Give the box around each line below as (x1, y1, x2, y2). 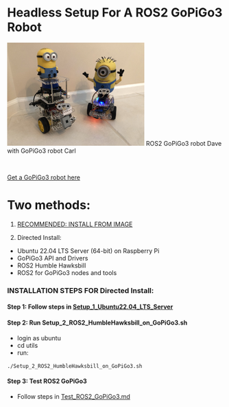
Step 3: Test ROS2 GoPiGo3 (7, 377, 87, 386)
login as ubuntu (16, 333, 62, 342)
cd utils (16, 341, 38, 349)
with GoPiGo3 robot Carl (7, 146, 77, 155)
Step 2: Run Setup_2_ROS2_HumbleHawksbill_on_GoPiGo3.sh (7, 318, 188, 327)
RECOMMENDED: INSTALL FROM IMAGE (16, 220, 133, 228)
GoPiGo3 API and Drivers (16, 254, 88, 262)
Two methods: (7, 197, 91, 213)
